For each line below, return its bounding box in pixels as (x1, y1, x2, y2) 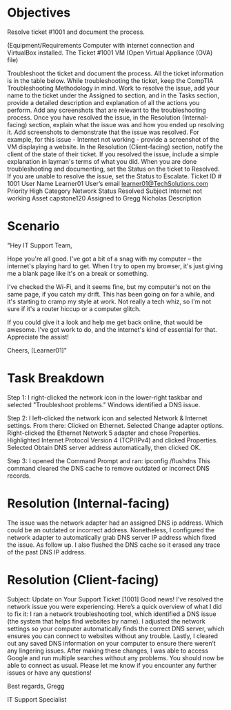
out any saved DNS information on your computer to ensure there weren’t (7, 639, 216, 647)
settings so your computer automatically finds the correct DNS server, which (7, 624, 225, 633)
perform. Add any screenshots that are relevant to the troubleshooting (7, 106, 207, 114)
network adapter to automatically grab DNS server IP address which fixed (7, 533, 217, 541)
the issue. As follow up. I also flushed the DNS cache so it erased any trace (7, 541, 221, 549)
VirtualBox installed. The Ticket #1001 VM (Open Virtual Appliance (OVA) (7, 48, 213, 57)
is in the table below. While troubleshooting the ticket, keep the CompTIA (7, 76, 214, 84)
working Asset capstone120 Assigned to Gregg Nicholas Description (7, 194, 201, 202)
